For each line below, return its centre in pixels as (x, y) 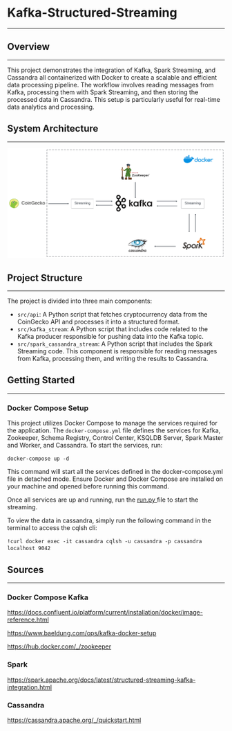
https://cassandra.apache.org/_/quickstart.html (74, 720)
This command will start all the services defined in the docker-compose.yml (115, 472)
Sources (26, 570)
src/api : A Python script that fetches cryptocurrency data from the (112, 315)
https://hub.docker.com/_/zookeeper (59, 646)
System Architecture (53, 129)
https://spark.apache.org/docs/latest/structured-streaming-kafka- (101, 680)
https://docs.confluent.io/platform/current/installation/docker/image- (105, 613)
